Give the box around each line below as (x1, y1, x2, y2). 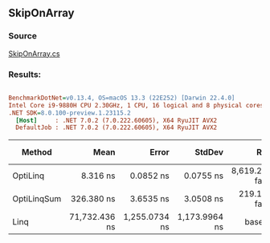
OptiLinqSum (12, 193, 62, 205)
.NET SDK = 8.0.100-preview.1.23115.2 (8, 108, 131, 117)
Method (21, 147, 52, 158)
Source (8, 30, 38, 42)
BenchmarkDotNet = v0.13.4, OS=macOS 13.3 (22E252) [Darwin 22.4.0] (8, 94, 235, 102)
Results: (8, 68, 42, 79)
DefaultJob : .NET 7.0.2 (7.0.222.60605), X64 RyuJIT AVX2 (15, 124, 218, 132)
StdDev (194, 147, 223, 158)
